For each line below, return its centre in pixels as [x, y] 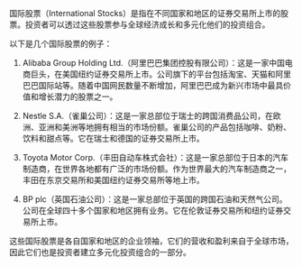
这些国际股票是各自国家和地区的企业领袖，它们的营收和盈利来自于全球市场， [151, 241]
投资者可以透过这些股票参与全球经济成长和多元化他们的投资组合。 [147, 24]
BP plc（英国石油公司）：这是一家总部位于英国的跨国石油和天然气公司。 [155, 199]
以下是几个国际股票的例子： [61, 44]
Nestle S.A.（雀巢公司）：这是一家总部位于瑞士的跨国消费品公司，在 [147, 116]
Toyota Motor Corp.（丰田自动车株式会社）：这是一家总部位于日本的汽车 [156, 157]
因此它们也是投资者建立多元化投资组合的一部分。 [100, 252]
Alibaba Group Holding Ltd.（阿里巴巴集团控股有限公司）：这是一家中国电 [157, 63]
